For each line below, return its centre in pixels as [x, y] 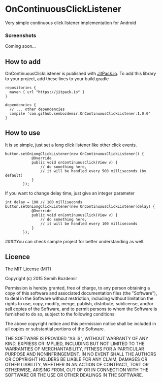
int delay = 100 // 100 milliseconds [44, 202]
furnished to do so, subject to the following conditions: [60, 314]
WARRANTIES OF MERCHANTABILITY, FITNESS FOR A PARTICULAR [75, 349]
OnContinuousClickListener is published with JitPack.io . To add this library [81, 74]
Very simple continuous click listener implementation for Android [71, 23]
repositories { [21, 88]
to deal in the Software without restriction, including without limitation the [79, 298]
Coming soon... [20, 46]
